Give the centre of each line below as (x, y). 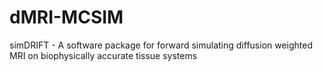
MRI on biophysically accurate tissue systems (103, 55)
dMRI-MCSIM (66, 17)
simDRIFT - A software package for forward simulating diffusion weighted (161, 45)
